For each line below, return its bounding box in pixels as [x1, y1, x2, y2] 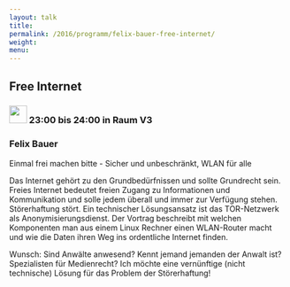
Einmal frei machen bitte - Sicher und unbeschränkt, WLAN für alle [9, 158, 252, 168]
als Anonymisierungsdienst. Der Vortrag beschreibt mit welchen [9, 213, 241, 223]
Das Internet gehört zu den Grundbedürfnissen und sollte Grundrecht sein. [9, 175, 281, 186]
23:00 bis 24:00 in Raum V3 [28, 114, 153, 127]
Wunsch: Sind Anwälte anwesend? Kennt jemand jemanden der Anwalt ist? [9, 249, 282, 260]
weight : [9, 37, 38, 47]
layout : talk [9, 12, 57, 22]
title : [9, 21, 34, 30]
